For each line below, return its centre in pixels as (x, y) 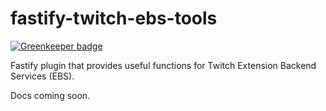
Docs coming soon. (50, 95)
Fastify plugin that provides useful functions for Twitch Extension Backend (163, 65)
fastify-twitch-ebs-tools (114, 18)
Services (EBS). (42, 76)
